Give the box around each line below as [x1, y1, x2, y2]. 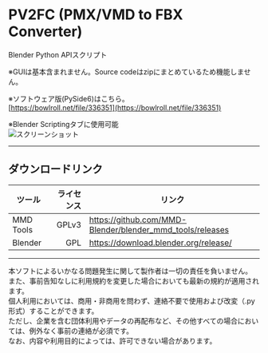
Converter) [8, 22, 83, 41]
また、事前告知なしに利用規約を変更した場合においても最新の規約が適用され [8, 276, 259, 285]
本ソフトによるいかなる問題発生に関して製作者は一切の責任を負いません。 [8, 266, 253, 276]
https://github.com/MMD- [89, 214, 187, 225]
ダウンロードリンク [8, 162, 103, 176]
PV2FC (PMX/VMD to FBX [8, 6, 183, 24]
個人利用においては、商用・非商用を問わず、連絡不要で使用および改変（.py [8, 295, 255, 305]
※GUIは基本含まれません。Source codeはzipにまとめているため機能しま [8, 66, 245, 77]
